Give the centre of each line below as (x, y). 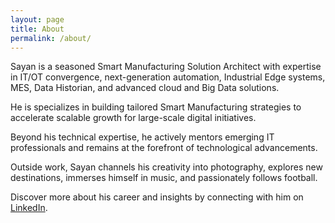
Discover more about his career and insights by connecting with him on (157, 197)
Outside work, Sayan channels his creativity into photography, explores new (166, 167)
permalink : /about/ (51, 38)
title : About (37, 29)
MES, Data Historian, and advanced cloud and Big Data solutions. (145, 88)
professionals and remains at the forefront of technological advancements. (164, 148)
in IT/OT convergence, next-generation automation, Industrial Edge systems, (168, 77)
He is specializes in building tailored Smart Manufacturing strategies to (156, 107)
